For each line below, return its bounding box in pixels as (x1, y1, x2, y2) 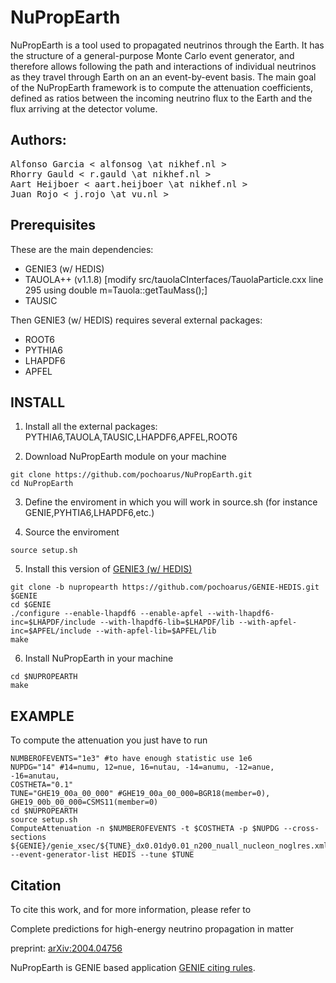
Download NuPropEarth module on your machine (24, 451, 227, 463)
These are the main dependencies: (10, 243, 154, 255)
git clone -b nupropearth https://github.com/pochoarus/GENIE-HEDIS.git (10, 582, 320, 593)
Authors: (10, 132, 67, 149)
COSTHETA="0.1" (10, 780, 74, 790)
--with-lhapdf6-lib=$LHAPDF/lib (99, 617, 235, 628)
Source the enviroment (24, 526, 120, 538)
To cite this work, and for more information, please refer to (10, 904, 252, 915)
